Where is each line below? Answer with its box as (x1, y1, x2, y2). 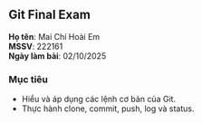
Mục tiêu (8, 72, 49, 85)
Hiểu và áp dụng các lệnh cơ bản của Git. (21, 94, 177, 105)
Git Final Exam (8, 7, 91, 23)
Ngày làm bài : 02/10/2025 (8, 50, 107, 61)
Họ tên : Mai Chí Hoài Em (8, 31, 101, 42)
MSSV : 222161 (8, 41, 63, 52)
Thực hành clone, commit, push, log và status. (21, 103, 195, 114)
